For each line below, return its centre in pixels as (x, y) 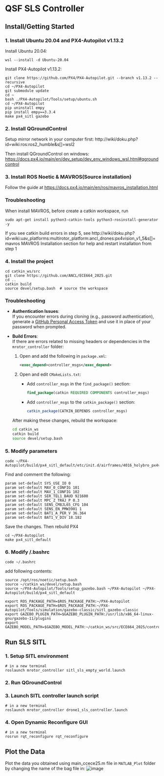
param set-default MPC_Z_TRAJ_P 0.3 (42, 500)
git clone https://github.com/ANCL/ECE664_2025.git (59, 276)
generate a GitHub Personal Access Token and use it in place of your (82, 322)
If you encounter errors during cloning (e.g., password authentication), (83, 317)
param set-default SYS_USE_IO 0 (38, 483)
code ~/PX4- (17, 461)
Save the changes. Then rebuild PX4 (42, 526)
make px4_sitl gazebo (27, 116)
